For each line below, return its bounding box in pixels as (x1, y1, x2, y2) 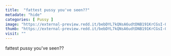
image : (5, 21, 19, 27)
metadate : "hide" (5, 12, 42, 17)
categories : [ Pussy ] (5, 17, 53, 22)
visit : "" (5, 31, 26, 36)
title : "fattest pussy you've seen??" (5, 7, 90, 13)
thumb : (5, 26, 19, 32)
